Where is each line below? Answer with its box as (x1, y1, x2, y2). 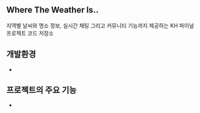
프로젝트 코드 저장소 (6, 29, 54, 37)
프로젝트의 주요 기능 (6, 85, 77, 95)
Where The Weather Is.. (6, 5, 99, 15)
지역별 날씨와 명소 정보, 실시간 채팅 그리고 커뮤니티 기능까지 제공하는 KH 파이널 (6, 21, 195, 29)
